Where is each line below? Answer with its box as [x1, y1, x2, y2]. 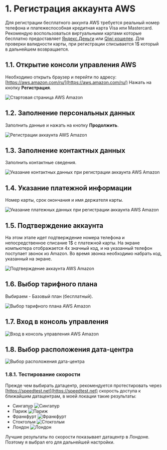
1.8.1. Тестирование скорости [5, 371, 81, 378]
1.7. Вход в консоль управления [5, 317, 109, 326]
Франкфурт [12, 413, 36, 419]
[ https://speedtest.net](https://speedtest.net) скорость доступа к [5, 387, 141, 393]
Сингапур [12, 402, 33, 408]
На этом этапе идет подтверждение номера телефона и [5, 235, 125, 240]
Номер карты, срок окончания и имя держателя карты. [5, 197, 124, 203]
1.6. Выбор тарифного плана [5, 280, 98, 288]
